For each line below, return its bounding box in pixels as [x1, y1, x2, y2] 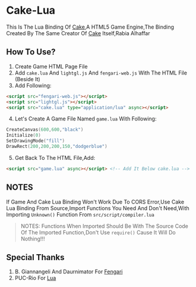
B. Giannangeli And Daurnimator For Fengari [14, 268, 123, 275]
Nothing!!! [20, 235, 45, 242]
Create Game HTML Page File [14, 63, 88, 70]
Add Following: [14, 82, 52, 89]
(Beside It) [14, 75, 40, 82]
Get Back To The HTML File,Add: [14, 154, 96, 161]
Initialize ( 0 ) [6, 132, 42, 138]
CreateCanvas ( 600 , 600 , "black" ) [6, 126, 84, 133]
